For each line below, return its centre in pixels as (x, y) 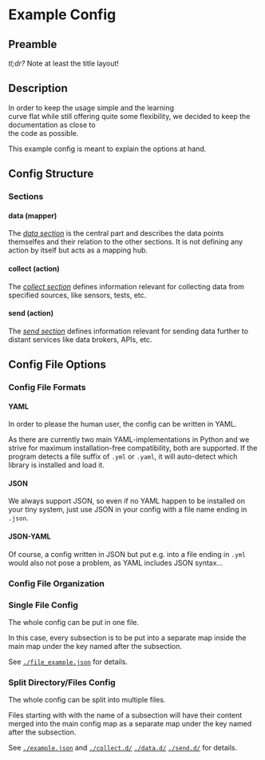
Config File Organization (57, 583)
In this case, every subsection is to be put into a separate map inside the (127, 638)
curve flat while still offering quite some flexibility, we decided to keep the (129, 116)
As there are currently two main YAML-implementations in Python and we (129, 440)
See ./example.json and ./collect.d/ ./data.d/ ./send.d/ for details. (123, 748)
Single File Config (43, 605)
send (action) (31, 313)
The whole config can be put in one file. (74, 622)
